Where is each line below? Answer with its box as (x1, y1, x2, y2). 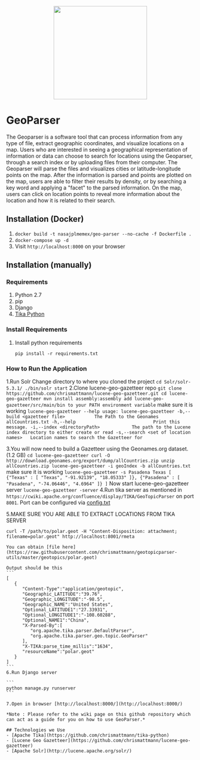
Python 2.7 (14, 292, 42, 299)
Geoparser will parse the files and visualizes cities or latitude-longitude (6, 165, 181, 172)
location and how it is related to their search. (6, 197, 116, 204)
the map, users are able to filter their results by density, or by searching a (6, 177, 187, 185)
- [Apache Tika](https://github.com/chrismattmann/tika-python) (6, 733, 170, 738)
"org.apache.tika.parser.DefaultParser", (30, 628, 135, 634)
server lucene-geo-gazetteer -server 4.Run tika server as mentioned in (6, 486, 182, 494)
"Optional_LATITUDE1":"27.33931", (21, 607, 109, 613)
